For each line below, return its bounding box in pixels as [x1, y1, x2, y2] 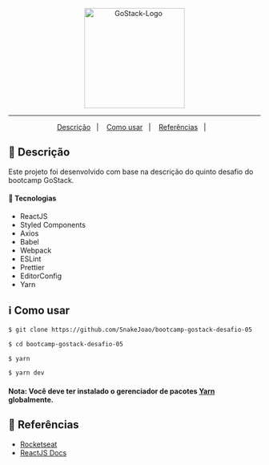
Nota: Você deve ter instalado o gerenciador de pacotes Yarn [8, 386, 215, 396]
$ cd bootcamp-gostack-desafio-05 [8, 340, 124, 348]
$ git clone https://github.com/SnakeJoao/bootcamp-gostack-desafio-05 [8, 325, 252, 334]
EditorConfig [19, 271, 62, 281]
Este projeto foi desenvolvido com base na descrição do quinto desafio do [8, 167, 254, 176]
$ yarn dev [8, 369, 45, 377]
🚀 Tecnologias [8, 193, 57, 204]
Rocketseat [19, 439, 58, 449]
